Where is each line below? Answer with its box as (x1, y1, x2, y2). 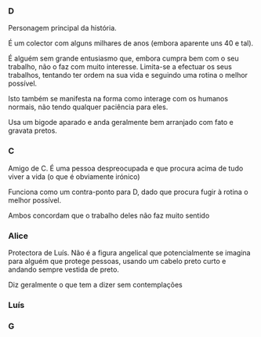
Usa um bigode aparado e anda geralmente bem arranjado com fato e (8, 118, 234, 127)
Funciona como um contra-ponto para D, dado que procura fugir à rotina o (8, 187, 248, 196)
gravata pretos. (8, 126, 57, 135)
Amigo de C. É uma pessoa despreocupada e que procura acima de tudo (8, 163, 244, 173)
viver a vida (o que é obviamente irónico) (8, 171, 140, 181)
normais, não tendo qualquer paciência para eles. (8, 102, 169, 112)
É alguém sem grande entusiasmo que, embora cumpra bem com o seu (8, 53, 239, 64)
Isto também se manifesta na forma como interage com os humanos (8, 94, 229, 104)
